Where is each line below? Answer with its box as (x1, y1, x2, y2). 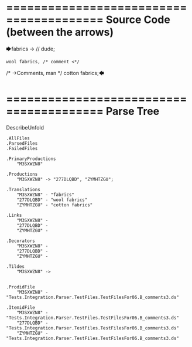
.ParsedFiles (6, 140, 38, 147)
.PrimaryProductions (6, 156, 57, 162)
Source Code (105, 13, 171, 26)
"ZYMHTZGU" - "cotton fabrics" (16, 202, 93, 208)
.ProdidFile (6, 284, 35, 290)
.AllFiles (6, 135, 30, 141)
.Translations (6, 186, 41, 192)
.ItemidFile (6, 304, 35, 311)
